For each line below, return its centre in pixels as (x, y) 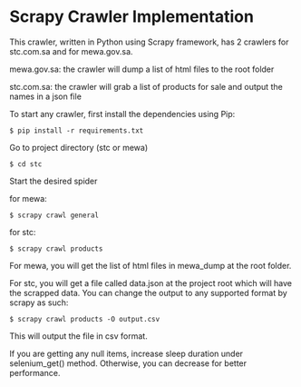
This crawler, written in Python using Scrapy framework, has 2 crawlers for (149, 42)
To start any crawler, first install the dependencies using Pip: (122, 114)
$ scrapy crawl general (54, 215)
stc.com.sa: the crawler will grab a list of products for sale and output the (146, 86)
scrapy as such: (39, 303)
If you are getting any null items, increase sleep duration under (126, 353)
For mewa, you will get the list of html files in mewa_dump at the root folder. (150, 265)
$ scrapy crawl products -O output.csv (85, 319)
